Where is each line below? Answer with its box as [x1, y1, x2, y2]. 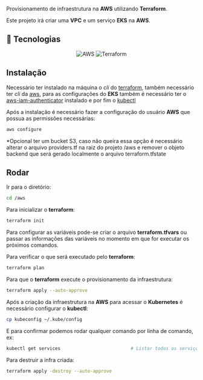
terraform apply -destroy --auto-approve [6, 368, 112, 374]
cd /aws [6, 195, 26, 201]
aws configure [6, 126, 42, 132]
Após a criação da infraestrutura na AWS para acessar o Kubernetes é [6, 298, 183, 305]
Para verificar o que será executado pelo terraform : [6, 253, 135, 261]
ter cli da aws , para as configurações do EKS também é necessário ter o [6, 90, 187, 97]
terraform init [6, 218, 45, 224]
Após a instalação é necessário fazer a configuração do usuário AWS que [6, 108, 190, 115]
